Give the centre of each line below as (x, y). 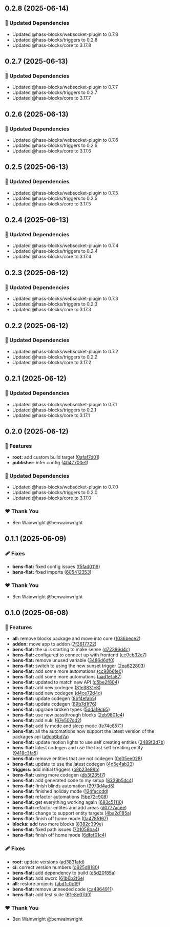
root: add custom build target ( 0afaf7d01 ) (56, 457)
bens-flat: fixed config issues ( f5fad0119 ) (56, 566)
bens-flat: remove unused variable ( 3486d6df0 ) (63, 660)
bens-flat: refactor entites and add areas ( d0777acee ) (69, 808)
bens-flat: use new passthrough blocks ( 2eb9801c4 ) (68, 715)
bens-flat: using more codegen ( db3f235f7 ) (59, 775)
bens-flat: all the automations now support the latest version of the (83, 731)
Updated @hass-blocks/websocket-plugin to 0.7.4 (65, 245)
